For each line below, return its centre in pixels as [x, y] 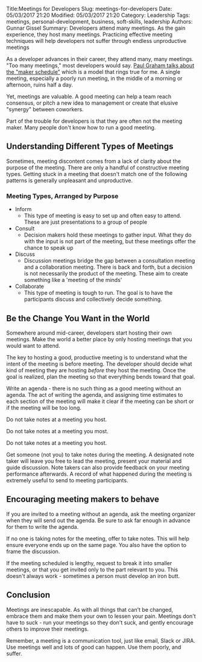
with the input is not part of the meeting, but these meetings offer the [110, 241]
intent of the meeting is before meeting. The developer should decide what [99, 364]
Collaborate [29, 286]
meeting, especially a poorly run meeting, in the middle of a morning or [94, 78]
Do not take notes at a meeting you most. [57, 431]
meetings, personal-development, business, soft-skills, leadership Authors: [99, 21]
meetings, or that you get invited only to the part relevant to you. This [92, 569]
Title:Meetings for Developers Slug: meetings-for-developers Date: [89, 9]
